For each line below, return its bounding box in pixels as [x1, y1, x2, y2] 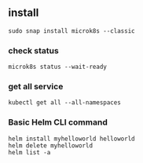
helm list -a [8, 148, 51, 156]
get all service [8, 81, 64, 92]
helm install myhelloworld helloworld [8, 135, 135, 143]
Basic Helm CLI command [8, 117, 108, 128]
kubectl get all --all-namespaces [8, 99, 122, 107]
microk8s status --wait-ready [8, 63, 108, 71]
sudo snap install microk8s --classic [8, 27, 135, 34]
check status [8, 45, 59, 56]
